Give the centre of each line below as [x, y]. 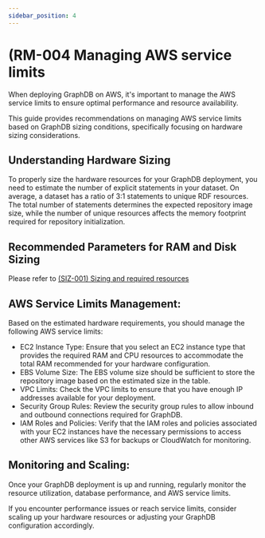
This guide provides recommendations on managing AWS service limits [125, 118]
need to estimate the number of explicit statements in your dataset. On [124, 188]
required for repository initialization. [67, 222]
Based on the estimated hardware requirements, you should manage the [127, 323]
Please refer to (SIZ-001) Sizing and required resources [99, 279]
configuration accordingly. [51, 525]
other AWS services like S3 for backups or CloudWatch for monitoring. [135, 440]
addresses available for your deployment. [88, 398]
